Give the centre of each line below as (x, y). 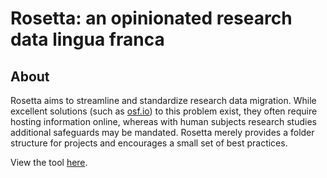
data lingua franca (87, 39)
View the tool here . (49, 162)
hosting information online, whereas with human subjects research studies (163, 121)
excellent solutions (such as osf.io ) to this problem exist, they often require (164, 111)
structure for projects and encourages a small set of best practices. (149, 143)
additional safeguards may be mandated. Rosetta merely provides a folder (162, 132)
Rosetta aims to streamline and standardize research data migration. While (163, 100)
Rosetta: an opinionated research (151, 18)
